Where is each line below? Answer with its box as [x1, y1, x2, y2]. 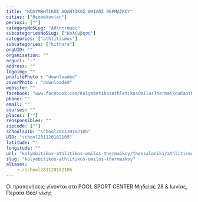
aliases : [6, 161, 28, 167]
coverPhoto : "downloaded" [6, 80, 72, 86]
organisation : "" [6, 52, 49, 58]
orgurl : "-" [6, 58, 35, 63]
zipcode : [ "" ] [6, 123, 41, 129]
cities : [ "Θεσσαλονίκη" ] [6, 14, 67, 20]
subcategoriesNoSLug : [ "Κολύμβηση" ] [6, 31, 96, 36]
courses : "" [6, 107, 35, 113]
